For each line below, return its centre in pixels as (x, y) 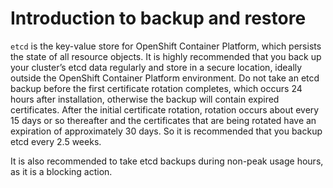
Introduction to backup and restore (158, 18)
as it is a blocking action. (61, 171)
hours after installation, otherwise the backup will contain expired (145, 99)
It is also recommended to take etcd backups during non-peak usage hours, (167, 161)
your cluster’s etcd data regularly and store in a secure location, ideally (156, 67)
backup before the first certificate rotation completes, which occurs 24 (156, 88)
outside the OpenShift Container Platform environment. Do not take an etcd (165, 78)
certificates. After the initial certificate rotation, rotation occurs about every (165, 109)
